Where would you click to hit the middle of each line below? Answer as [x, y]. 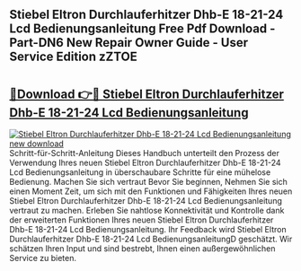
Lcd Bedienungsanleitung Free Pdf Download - [142, 29]
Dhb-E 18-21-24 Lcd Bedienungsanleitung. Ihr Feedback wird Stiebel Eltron [148, 229]
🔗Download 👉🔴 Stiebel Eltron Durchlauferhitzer [147, 94]
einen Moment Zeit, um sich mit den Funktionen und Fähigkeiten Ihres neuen [151, 191]
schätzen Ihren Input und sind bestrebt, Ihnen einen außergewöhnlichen [142, 249]
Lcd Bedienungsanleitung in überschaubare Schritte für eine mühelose [140, 172]
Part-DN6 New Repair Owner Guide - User [129, 43]
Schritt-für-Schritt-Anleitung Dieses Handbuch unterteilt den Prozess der [145, 153]
